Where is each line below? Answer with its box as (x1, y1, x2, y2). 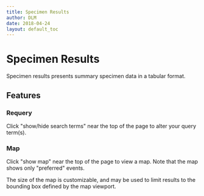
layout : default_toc (6, 26, 59, 32)
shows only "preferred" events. (6, 164, 85, 172)
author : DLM (6, 15, 37, 21)
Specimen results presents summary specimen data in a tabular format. (6, 73, 186, 80)
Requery (6, 108, 32, 117)
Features (6, 90, 41, 101)
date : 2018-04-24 (6, 20, 51, 26)
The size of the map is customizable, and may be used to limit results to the (6, 176, 196, 184)
